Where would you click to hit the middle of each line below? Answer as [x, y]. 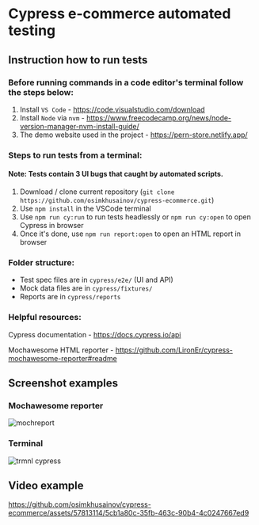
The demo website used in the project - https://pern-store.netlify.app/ [133, 135]
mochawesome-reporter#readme [63, 358]
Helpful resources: [45, 318]
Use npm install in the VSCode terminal [86, 208]
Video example [46, 485]
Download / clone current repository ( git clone [97, 192]
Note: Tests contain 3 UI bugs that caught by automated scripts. [116, 174]
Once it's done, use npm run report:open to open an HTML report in [130, 234]
